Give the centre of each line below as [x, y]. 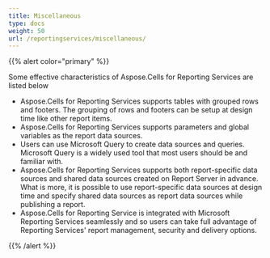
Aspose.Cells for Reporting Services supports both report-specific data [139, 170]
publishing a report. [53, 205]
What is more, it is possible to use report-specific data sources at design [141, 188]
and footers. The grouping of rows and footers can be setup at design [136, 110]
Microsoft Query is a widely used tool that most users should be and [134, 153]
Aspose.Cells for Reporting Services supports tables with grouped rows [139, 101]
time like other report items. [66, 119]
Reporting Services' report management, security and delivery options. [138, 231]
